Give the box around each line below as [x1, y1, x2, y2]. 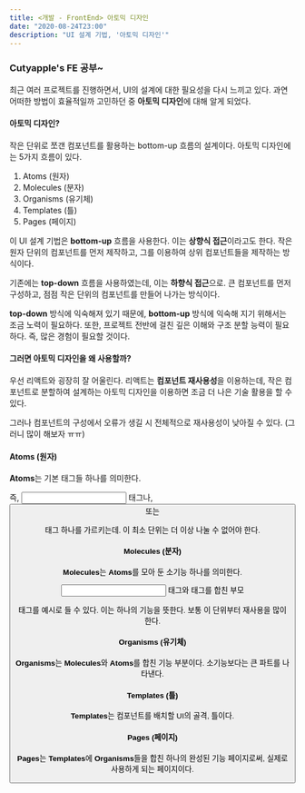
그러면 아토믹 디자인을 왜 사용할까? [9, 353, 132, 364]
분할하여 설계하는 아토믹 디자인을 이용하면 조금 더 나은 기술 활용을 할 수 [40, 387, 293, 398]
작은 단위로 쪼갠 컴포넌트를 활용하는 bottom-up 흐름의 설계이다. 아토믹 [9, 140, 261, 151]
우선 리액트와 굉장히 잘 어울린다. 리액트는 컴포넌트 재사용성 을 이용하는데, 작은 [9, 375, 283, 386]
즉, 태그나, [9, 492, 153, 503]
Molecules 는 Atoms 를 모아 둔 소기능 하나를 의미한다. [63, 567, 242, 577]
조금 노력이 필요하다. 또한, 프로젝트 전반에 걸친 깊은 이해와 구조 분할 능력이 [9, 319, 273, 330]
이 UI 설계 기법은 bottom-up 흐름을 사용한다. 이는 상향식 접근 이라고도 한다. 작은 [9, 235, 293, 246]
